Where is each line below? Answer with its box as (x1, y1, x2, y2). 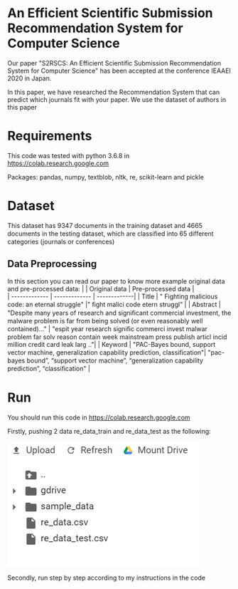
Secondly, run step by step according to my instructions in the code (7, 573, 206, 582)
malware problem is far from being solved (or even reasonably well (7, 316, 203, 325)
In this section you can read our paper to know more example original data (7, 276, 225, 286)
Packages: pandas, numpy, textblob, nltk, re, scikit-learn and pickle (7, 172, 205, 181)
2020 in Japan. (7, 73, 52, 83)
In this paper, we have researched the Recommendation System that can (7, 88, 220, 96)
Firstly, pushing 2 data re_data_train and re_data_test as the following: (7, 427, 211, 435)
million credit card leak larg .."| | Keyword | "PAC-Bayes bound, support (7, 340, 216, 348)
